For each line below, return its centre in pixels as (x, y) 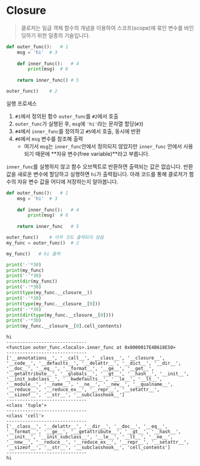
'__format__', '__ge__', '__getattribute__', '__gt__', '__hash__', (94, 432)
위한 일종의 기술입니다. (64, 35)
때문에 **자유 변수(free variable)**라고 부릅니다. (92, 153)
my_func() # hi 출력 (33, 254)
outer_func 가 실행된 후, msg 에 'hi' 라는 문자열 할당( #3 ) (79, 123)
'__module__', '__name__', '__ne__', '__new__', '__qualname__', (89, 385)
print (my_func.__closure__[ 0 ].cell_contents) (64, 326)
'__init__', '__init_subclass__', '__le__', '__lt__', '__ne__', (89, 437)
